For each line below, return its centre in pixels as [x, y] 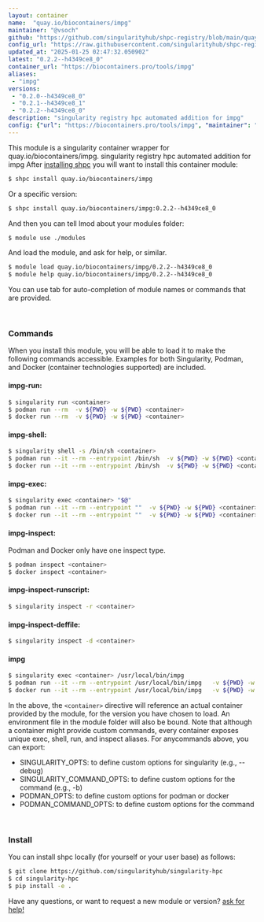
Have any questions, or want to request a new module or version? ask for [126, 901]
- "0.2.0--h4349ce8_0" [49, 96]
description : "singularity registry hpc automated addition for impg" [126, 118]
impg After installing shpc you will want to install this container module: [123, 164]
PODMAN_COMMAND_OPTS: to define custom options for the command [137, 804]
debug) [31, 770]
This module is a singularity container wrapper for [89, 147]
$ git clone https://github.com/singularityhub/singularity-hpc [115, 872]
